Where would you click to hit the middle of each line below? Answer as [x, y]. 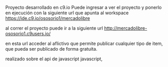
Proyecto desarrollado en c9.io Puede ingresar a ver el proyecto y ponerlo [83, 7]
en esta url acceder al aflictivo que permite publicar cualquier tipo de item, [84, 43]
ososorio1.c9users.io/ [28, 33]
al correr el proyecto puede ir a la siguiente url [54, 28]
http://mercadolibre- [126, 28]
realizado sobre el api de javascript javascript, [54, 59]
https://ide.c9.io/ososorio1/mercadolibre [48, 18]
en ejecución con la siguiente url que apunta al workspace [67, 13]
